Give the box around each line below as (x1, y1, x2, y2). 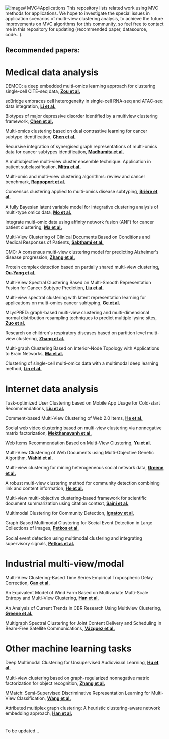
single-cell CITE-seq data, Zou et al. (5, 88, 80, 94)
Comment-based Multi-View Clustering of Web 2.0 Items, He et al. (5, 415, 143, 421)
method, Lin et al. (5, 366, 42, 372)
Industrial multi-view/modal (5, 558, 124, 569)
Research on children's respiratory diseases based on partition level (5, 330, 146, 336)
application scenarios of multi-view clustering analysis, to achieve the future (5, 16, 163, 21)
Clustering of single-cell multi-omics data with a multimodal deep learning (5, 360, 159, 366)
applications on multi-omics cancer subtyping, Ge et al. (5, 300, 121, 306)
